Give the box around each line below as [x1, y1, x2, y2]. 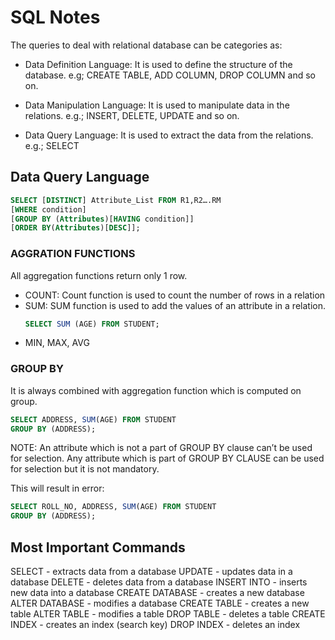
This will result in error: [10, 482, 105, 495]
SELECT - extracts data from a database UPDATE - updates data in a [10, 566, 293, 578]
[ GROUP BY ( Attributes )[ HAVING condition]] [10, 214, 195, 224]
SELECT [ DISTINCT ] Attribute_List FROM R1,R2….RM [10, 195, 222, 205]
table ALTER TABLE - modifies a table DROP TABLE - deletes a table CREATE [10, 608, 326, 620]
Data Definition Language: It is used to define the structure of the [24, 58, 293, 70]
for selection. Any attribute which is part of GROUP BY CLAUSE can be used [10, 452, 325, 465]
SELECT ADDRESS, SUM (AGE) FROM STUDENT [10, 414, 177, 425]
